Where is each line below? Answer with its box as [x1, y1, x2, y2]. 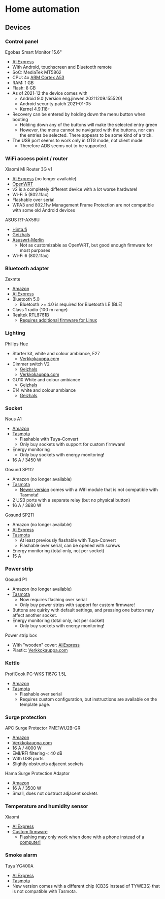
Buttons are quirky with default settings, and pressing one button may [12, 607, 154, 613]
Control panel [5, 38, 38, 45]
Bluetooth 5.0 [12, 296, 40, 302]
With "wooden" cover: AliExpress [12, 642, 80, 648]
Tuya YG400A [5, 863, 33, 869]
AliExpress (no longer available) [12, 176, 77, 182]
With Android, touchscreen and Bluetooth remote [12, 64, 112, 70]
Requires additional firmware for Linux [19, 317, 98, 323]
